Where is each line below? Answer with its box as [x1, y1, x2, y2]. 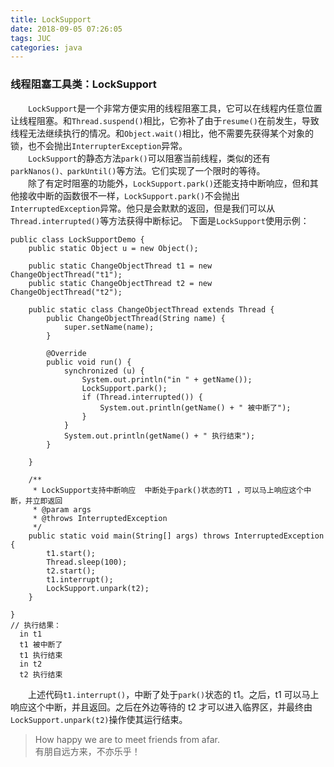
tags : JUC [10, 33, 52, 43]
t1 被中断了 [19, 639, 63, 650]
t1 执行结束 [19, 650, 63, 660]
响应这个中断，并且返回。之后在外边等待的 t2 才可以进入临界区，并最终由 [10, 701, 313, 713]
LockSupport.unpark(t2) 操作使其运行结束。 [10, 713, 188, 725]
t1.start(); [46, 548, 97, 558]
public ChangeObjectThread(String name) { [46, 313, 226, 323]
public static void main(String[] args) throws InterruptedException [28, 531, 325, 541]
